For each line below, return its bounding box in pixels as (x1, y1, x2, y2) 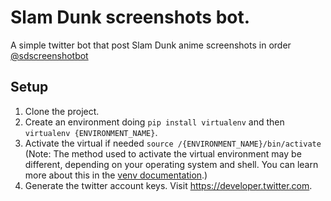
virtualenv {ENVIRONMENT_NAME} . (24, 126, 158, 138)
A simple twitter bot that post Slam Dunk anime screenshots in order (10, 39, 292, 51)
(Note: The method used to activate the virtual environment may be (24, 147, 302, 160)
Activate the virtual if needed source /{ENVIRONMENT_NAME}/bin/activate (24, 137, 322, 149)
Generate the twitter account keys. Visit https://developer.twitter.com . (24, 179, 313, 191)
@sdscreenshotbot (10, 49, 89, 61)
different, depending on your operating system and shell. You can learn (24, 158, 319, 170)
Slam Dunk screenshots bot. (10, 6, 251, 29)
